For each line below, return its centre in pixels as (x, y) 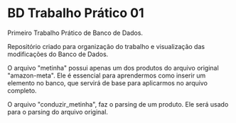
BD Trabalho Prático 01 (76, 13)
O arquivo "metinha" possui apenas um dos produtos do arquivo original (113, 68)
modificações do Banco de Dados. (58, 54)
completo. (22, 90)
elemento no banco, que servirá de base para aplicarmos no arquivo (108, 82)
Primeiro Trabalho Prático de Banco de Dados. (75, 33)
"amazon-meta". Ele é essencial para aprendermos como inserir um (107, 75)
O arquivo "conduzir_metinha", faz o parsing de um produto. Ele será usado (118, 104)
